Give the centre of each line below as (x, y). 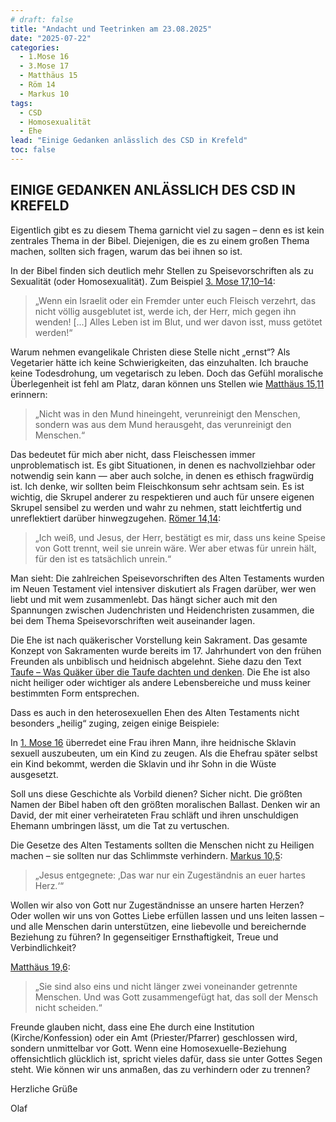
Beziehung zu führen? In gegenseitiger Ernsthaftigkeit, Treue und (144, 937)
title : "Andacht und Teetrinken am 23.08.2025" (111, 29)
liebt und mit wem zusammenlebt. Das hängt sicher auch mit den (144, 599)
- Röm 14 (37, 85)
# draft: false (42, 19)
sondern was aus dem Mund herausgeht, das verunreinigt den (163, 424)
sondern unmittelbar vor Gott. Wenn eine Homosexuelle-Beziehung (148, 1048)
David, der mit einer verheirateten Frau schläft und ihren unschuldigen (154, 815)
